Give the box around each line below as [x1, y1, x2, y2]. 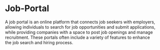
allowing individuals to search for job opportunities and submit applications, [5, 24, 156, 30]
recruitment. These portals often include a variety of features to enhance [5, 34, 150, 40]
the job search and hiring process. [5, 39, 73, 45]
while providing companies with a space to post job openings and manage [5, 29, 153, 35]
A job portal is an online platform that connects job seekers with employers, [5, 19, 156, 25]
